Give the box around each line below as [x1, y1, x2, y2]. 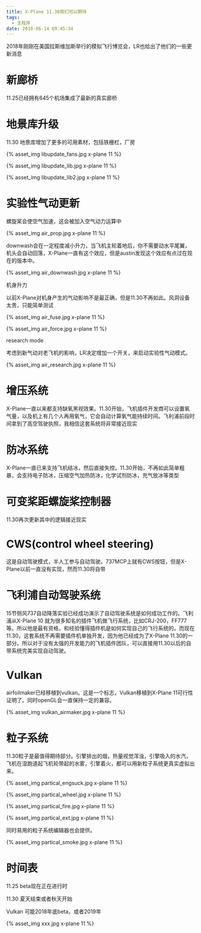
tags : [6, 14, 20, 20]
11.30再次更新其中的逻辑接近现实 [6, 516, 87, 523]
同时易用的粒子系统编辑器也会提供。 [6, 826, 96, 833]
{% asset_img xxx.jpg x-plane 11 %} [6, 920, 95, 927]
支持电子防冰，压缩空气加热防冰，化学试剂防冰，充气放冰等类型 [22, 471, 179, 478]
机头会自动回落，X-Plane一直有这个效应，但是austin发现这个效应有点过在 [6, 249, 187, 257]
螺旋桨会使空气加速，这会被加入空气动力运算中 [6, 218, 121, 225]
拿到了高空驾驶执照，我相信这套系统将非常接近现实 [11, 420, 138, 427]
